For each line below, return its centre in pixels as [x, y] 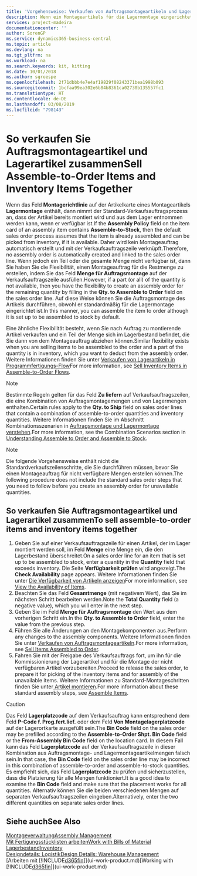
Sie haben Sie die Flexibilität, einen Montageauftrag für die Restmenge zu [95, 267]
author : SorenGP [26, 33]
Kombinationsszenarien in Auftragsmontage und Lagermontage [83, 426]
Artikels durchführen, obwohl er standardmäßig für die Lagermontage [90, 305]
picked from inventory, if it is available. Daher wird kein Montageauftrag [92, 242]
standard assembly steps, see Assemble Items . [72, 693]
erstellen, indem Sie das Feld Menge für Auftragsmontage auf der [86, 273]
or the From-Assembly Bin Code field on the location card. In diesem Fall [95, 740]
